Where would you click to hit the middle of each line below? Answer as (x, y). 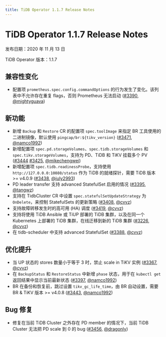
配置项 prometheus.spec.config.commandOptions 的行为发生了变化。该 (83, 90)
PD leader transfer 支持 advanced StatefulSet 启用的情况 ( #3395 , (79, 184)
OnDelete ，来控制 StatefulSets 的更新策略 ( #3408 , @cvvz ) (72, 202)
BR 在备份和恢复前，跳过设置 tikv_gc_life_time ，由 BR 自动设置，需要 (85, 286)
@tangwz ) (23, 190)
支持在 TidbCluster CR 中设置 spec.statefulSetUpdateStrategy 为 (79, 196)
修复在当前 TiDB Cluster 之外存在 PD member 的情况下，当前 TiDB (80, 323)
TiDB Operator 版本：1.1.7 (31, 59)
